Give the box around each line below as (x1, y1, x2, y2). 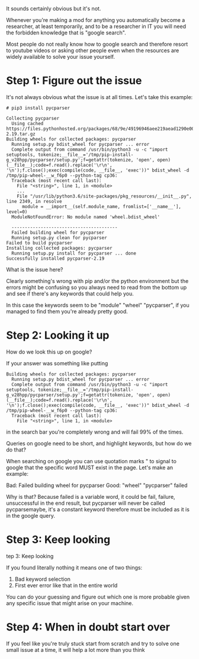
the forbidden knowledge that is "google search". (6, 29, 126, 36)
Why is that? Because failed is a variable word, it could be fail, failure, (6, 493, 176, 500)
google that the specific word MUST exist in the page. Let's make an (6, 464, 174, 471)
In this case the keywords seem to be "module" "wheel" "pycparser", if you (6, 301, 190, 308)
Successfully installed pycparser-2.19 (6, 255, 105, 262)
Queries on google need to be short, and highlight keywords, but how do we (6, 440, 192, 447)
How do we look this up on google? (6, 348, 92, 355)
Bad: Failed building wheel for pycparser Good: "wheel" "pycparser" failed (6, 482, 188, 489)
